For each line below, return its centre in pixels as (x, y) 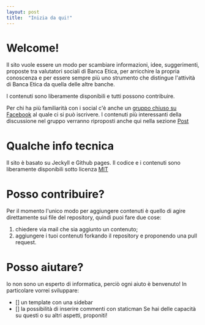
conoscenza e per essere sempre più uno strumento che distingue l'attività (101, 78)
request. (26, 242)
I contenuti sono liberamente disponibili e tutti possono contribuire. (91, 96)
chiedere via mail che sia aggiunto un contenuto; (76, 230)
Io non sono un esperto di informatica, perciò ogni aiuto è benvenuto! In (97, 284)
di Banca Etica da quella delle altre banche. (61, 84)
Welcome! (33, 48)
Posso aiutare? (45, 267)
